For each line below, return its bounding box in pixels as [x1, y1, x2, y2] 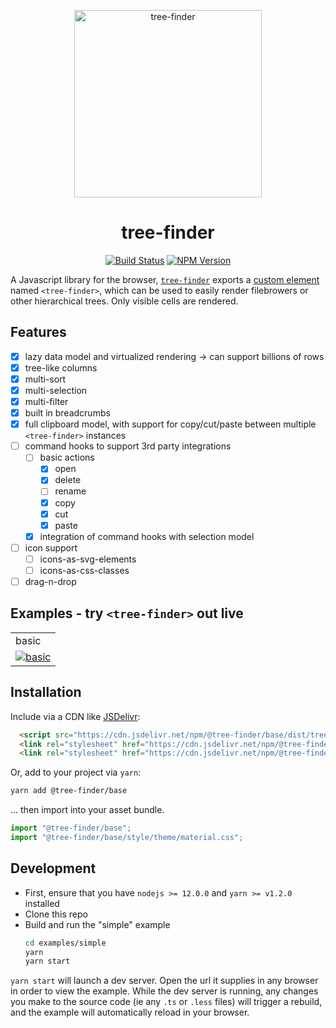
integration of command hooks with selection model [39, 530, 255, 542]
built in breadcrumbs [24, 407, 111, 419]
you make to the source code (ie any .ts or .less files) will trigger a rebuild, [10, 996, 323, 1008]
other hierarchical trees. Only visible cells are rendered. [10, 295, 239, 307]
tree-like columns [24, 361, 98, 374]
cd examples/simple [24, 938, 107, 948]
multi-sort [24, 373, 67, 385]
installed [24, 897, 60, 909]
